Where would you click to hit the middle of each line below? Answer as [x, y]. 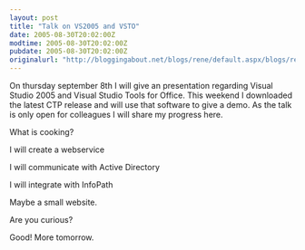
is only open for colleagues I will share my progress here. [117, 115]
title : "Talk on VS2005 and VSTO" [75, 26]
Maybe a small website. [54, 202]
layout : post [34, 18]
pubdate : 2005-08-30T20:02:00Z [69, 52]
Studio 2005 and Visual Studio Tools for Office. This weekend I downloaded [151, 95]
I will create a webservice [57, 149]
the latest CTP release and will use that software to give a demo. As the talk [151, 105]
